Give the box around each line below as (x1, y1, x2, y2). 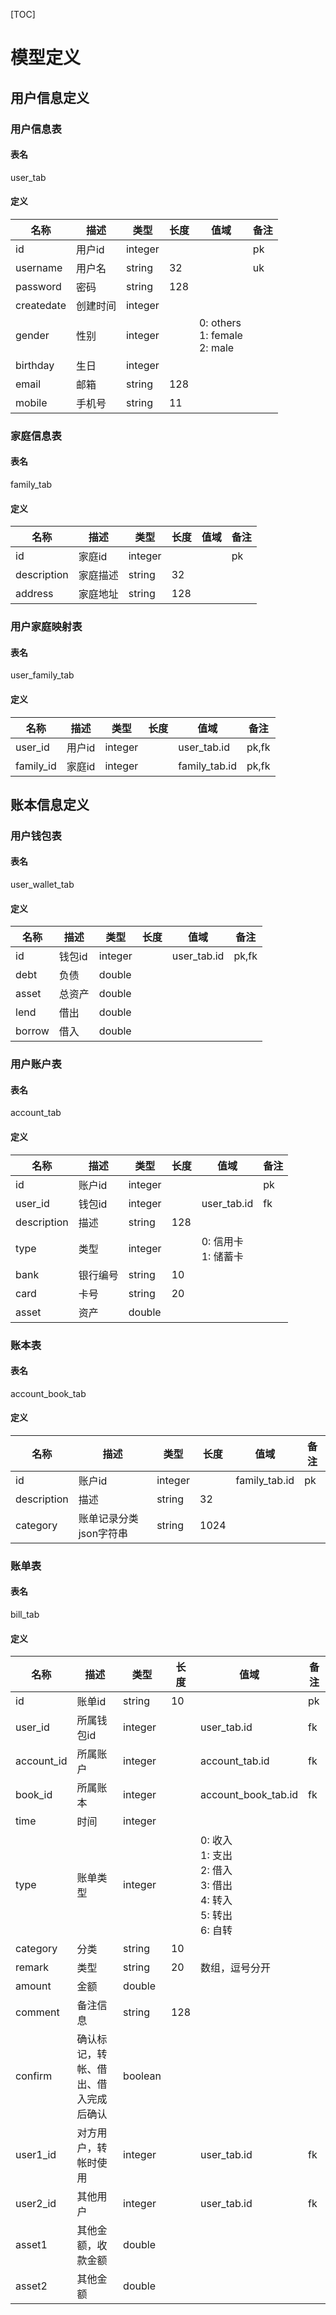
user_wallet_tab (10, 879, 75, 891)
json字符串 (78, 1526, 129, 1540)
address (15, 587, 54, 601)
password (15, 279, 62, 293)
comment (15, 2005, 60, 2019)
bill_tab (10, 1609, 40, 1621)
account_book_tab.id (200, 1788, 299, 1802)
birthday (15, 358, 55, 372)
